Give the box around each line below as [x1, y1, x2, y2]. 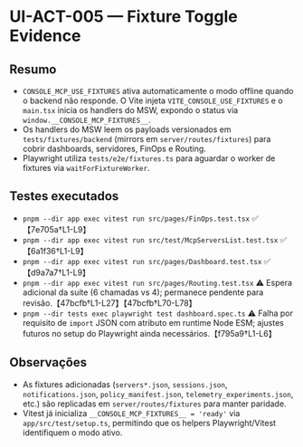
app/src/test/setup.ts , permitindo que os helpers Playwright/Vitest [22, 417, 277, 428]
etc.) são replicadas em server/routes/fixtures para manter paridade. [22, 398, 287, 409]
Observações [9, 355, 88, 370]
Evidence [9, 25, 81, 46]
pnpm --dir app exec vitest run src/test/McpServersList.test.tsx [22, 235, 279, 245]
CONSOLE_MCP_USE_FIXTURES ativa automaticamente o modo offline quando [22, 86, 294, 96]
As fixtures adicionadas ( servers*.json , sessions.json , [22, 378, 228, 390]
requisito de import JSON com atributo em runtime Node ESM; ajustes [22, 317, 285, 328]
